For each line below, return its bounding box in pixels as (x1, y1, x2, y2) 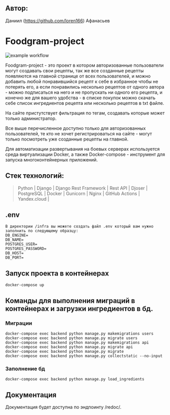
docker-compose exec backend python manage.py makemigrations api (5, 340, 149, 345)
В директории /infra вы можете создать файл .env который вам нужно (5, 224, 154, 229)
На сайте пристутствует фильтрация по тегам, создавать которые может (5, 109, 165, 116)
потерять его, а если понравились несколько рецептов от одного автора (5, 84, 164, 90)
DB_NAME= (5, 237, 24, 242)
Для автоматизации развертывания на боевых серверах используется (5, 146, 160, 152)
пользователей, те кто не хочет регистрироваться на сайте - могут (5, 130, 152, 136)
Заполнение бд (5, 365, 45, 372)
